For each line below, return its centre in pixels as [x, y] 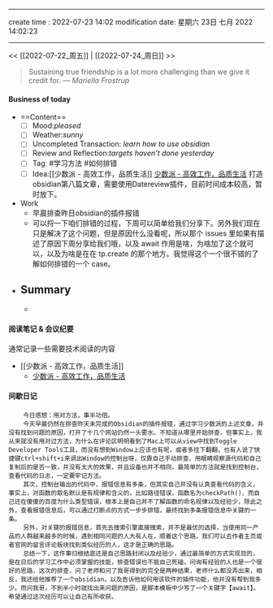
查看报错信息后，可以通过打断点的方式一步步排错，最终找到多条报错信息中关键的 [135, 510]
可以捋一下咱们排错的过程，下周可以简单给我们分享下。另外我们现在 [146, 223]
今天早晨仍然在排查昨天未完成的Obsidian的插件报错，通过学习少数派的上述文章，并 [143, 423]
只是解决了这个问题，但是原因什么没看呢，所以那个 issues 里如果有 [145, 233]
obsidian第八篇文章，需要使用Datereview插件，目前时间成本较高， [144, 184]
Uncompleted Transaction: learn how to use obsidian [121, 144]
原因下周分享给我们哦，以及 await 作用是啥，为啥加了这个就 [147, 243]
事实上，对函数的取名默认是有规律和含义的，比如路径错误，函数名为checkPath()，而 [131, 493]
